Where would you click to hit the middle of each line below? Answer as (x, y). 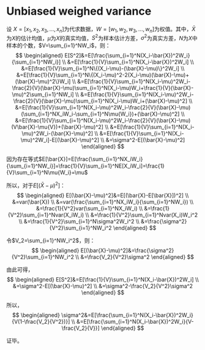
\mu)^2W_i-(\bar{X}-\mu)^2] (57, 133)
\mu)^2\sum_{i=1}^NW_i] (43, 95)
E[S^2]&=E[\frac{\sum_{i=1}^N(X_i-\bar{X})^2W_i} (127, 56)
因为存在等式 (22, 159)
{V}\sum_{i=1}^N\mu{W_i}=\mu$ (47, 173)
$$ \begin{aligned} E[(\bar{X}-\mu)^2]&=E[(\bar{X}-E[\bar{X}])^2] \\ (103, 195)
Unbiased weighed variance (79, 11)
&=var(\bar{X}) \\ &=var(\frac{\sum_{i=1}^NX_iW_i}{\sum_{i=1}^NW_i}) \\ (103, 202)
